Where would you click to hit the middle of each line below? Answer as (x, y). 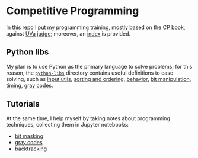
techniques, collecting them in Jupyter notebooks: (68, 124)
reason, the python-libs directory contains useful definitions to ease (90, 73)
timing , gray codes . (30, 85)
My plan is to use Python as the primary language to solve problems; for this (99, 66)
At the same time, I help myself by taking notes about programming (88, 118)
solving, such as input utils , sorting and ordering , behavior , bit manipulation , (99, 79)
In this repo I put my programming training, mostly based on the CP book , (96, 27)
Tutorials (23, 104)
